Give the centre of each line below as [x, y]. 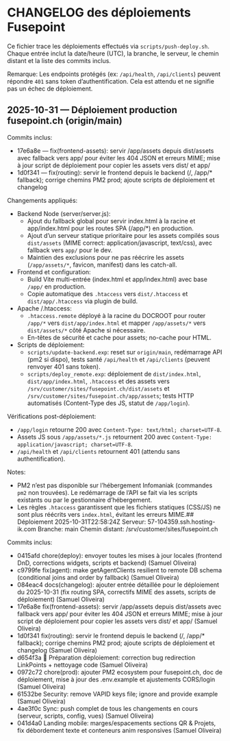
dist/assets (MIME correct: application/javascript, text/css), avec [120, 243]
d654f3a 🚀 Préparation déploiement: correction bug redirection [106, 657]
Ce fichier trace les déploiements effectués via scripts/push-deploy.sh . [108, 46]
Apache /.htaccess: [44, 308]
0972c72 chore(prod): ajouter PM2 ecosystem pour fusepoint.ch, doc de [119, 672]
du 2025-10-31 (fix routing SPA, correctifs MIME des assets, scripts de [116, 592]
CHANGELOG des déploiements [99, 13]
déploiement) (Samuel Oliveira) [61, 599]
